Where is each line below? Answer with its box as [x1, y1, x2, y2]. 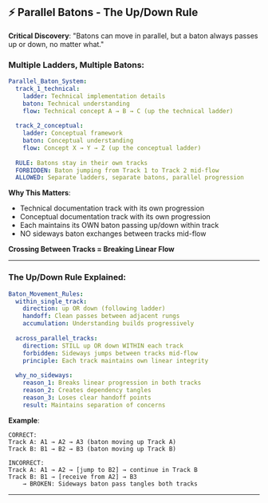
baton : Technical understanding [22, 100, 130, 108]
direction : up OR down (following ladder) [22, 305, 166, 312]
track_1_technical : [15, 84, 81, 92]
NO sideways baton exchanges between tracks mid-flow [19, 229, 207, 238]
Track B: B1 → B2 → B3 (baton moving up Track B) [8, 445, 177, 453]
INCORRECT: [8, 458, 45, 467]
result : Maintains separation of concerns [22, 401, 166, 409]
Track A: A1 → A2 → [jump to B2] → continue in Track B [8, 466, 198, 474]
